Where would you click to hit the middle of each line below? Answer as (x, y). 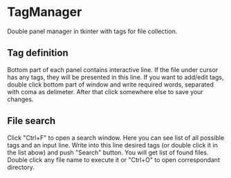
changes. (20, 99)
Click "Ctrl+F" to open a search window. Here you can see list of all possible (116, 137)
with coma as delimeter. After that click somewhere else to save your (105, 91)
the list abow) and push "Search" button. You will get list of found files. (108, 152)
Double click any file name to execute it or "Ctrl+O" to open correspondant (113, 159)
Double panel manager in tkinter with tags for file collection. (92, 31)
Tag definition (38, 53)
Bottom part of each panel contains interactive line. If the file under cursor (113, 69)
